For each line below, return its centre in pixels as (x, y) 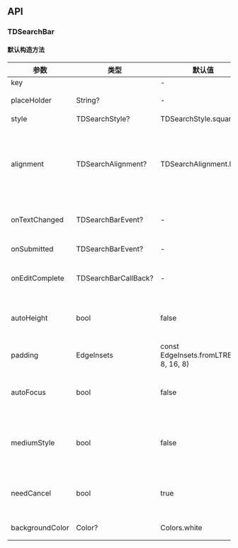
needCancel (31, 493)
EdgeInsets (95, 355)
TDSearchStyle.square (198, 118)
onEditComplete (38, 278)
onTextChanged (37, 219)
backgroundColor (40, 527)
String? (88, 100)
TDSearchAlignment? (112, 164)
